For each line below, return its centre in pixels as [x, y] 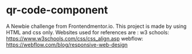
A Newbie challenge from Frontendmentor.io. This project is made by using [96, 26]
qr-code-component [57, 10]
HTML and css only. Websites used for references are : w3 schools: [88, 32]
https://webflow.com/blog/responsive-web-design [67, 45]
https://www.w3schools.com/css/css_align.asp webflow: [75, 38]
